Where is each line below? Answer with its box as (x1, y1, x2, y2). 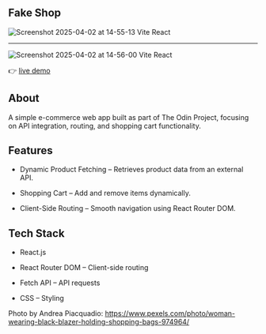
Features (8, 144, 53, 157)
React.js (19, 248, 47, 257)
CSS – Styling (19, 294, 65, 303)
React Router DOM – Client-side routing (19, 263, 149, 272)
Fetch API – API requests (19, 278, 101, 287)
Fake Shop (8, 6, 62, 20)
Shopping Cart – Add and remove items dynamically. (19, 189, 192, 198)
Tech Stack (8, 227, 65, 240)
